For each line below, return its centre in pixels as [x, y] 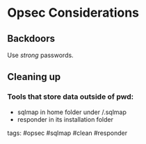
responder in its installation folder [65, 119]
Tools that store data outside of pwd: [71, 97]
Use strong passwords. [41, 55]
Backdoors [31, 39]
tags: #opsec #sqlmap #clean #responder [67, 133]
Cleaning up [34, 77]
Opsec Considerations [73, 13]
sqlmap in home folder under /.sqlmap [72, 112]
